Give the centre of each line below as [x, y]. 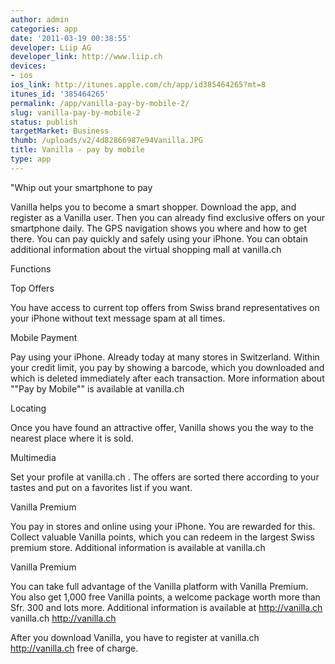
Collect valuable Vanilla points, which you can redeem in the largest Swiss [162, 537]
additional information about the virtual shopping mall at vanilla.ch [146, 249]
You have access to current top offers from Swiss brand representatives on [165, 307]
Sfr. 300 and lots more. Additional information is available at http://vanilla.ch [166, 607]
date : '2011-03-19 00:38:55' [71, 38]
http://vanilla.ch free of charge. [74, 648]
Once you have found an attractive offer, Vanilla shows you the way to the [162, 427]
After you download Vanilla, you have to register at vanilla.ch [135, 637]
